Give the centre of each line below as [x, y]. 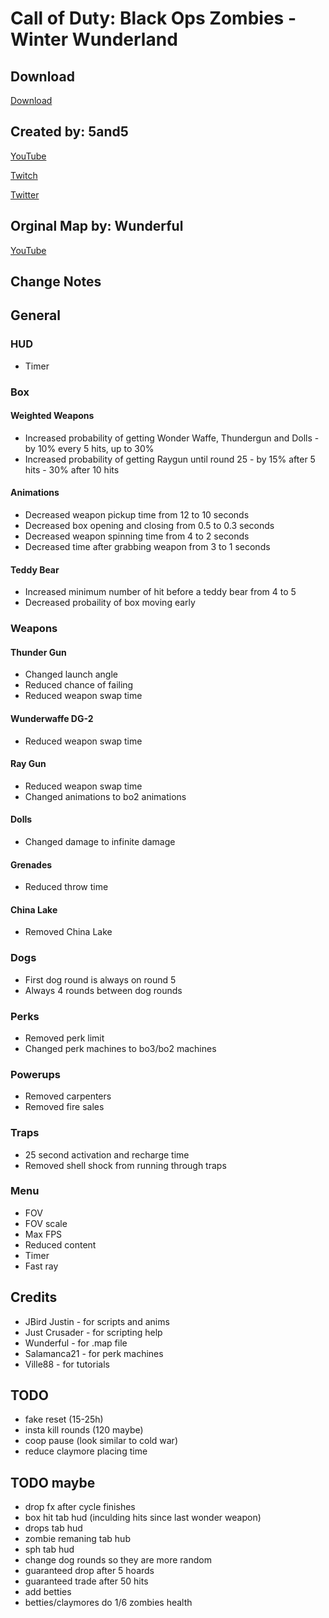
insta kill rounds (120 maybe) [84, 1430]
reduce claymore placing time [86, 1451]
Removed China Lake [68, 932]
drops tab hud [53, 1528]
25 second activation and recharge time [107, 1154]
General [36, 315]
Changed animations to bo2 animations [105, 796]
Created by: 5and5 [69, 132]
